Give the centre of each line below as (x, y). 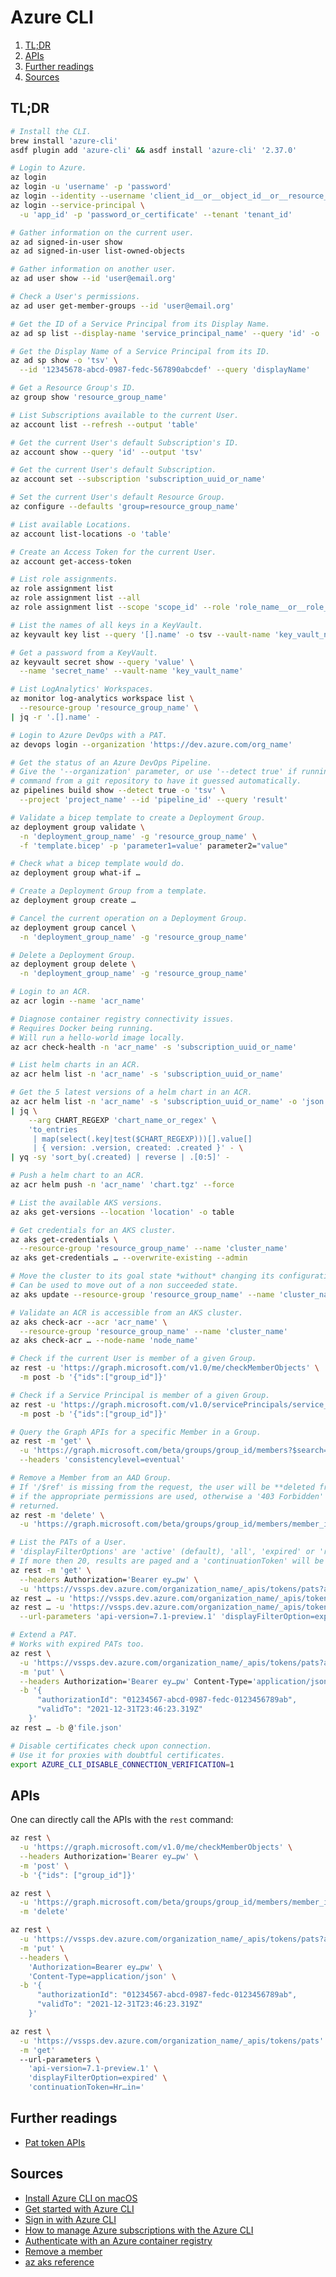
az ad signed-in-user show (66, 242)
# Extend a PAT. (44, 1635)
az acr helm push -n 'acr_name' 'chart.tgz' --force (122, 1185)
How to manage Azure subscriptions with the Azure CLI (139, 2230)
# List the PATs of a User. (69, 1542)
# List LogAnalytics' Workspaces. (82, 689)
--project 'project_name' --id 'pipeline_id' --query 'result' (153, 800)
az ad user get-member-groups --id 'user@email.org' (122, 306)
